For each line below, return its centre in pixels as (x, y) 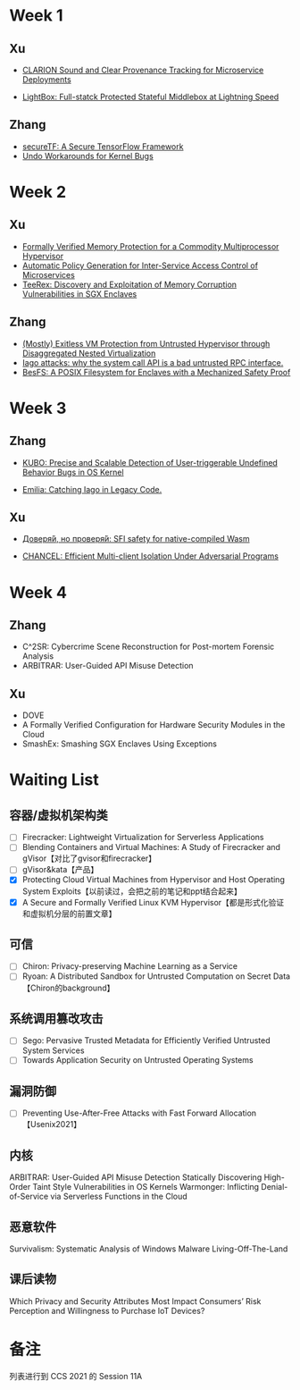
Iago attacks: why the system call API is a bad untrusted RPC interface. (153, 362)
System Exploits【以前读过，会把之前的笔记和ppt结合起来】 (132, 891)
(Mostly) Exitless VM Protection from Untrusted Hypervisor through (146, 343)
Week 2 (38, 192)
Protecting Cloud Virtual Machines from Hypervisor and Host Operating (154, 880)
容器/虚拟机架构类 (59, 815)
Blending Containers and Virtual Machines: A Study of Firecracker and (151, 847)
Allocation (238, 1113)
